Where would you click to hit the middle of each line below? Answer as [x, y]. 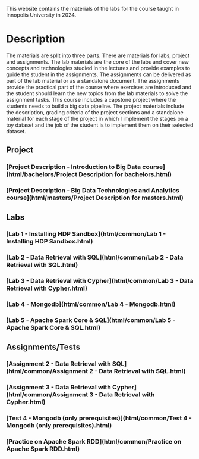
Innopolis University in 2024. [41, 15]
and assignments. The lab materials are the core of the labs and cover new [97, 61]
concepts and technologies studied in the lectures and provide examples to [98, 68]
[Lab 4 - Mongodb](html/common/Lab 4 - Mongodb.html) [91, 304]
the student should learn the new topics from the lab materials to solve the [97, 93]
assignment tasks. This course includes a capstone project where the [91, 99]
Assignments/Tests [43, 347]
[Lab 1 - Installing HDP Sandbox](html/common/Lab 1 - [86, 234]
